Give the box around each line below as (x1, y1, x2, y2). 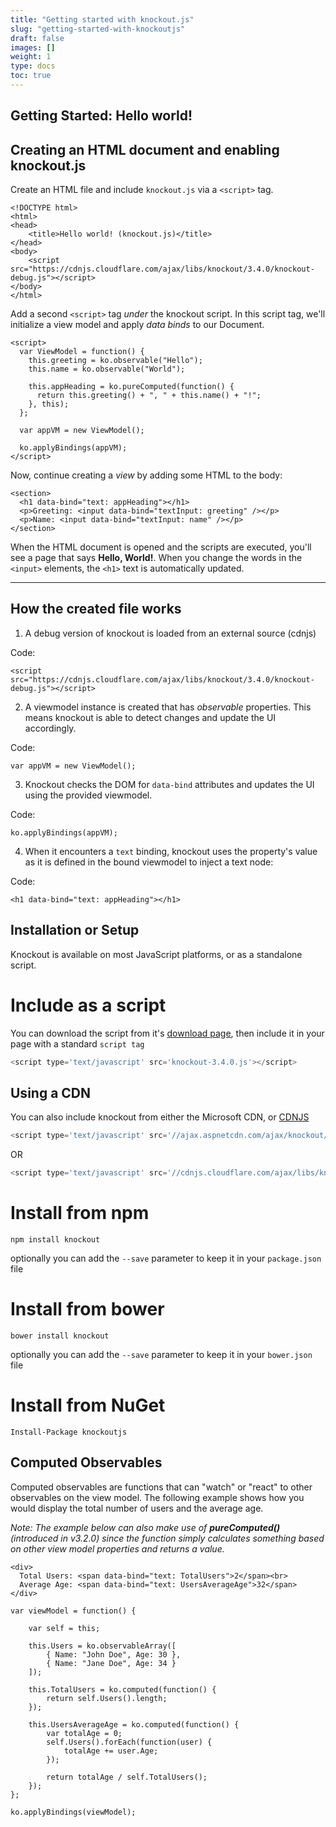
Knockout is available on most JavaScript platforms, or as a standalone (10, 948, 303, 960)
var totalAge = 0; (46, 1728, 123, 1738)
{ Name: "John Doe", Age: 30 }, (46, 1649, 182, 1660)
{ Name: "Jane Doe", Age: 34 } (46, 1658, 177, 1668)
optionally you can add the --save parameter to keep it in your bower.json (10, 1348, 313, 1360)
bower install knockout (10, 1331, 110, 1341)
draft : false (10, 33, 65, 43)
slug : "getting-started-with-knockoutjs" (10, 24, 186, 34)
